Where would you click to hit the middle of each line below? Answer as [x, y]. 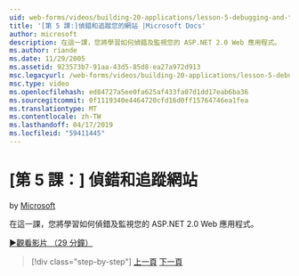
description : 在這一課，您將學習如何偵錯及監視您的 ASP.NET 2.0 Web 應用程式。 [145, 42]
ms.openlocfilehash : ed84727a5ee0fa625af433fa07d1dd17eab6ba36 [129, 92]
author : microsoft [43, 34]
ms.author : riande [43, 51]
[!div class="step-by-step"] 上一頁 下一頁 [107, 261]
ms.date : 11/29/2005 [48, 59]
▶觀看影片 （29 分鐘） [51, 242]
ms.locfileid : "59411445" [57, 134]
